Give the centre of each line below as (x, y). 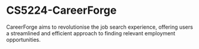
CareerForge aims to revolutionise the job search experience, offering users (100, 27)
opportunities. (23, 39)
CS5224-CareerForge (61, 10)
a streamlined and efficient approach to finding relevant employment (91, 33)
